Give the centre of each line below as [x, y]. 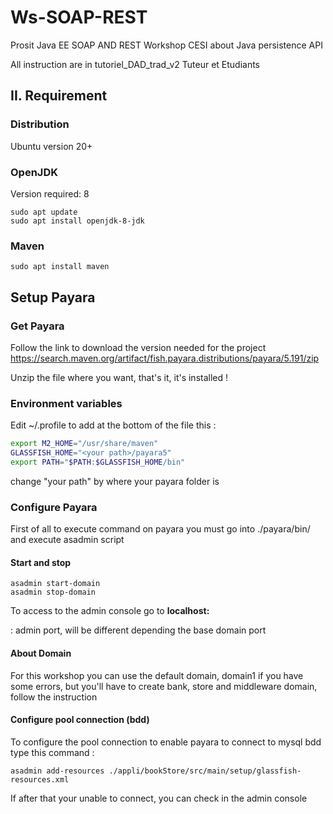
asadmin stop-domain [53, 592]
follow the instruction [54, 697]
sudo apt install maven [60, 267]
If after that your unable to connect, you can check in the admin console [159, 798]
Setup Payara [53, 297]
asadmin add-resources [57, 771]
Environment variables [66, 403]
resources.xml [40, 779]
